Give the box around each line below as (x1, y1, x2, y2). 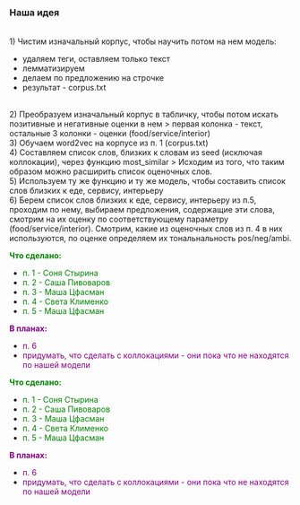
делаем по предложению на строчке (21, 73, 164, 83)
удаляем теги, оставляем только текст (21, 54, 170, 65)
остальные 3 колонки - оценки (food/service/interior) (9, 128, 210, 139)
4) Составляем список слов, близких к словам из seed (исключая (9, 147, 262, 158)
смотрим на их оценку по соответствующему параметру (9, 213, 229, 225)
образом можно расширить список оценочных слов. (9, 166, 213, 177)
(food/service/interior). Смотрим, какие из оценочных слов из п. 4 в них (9, 223, 283, 234)
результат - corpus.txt (21, 83, 107, 93)
